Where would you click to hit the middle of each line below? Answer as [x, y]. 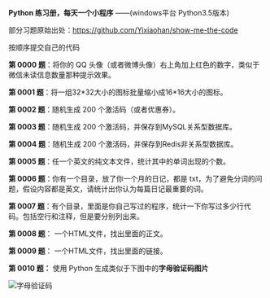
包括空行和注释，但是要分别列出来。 [83, 216]
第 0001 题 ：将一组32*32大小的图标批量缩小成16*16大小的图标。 [118, 92]
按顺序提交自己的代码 [44, 47]
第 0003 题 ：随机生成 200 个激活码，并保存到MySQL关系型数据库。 [123, 127]
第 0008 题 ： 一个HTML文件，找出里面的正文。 [88, 234]
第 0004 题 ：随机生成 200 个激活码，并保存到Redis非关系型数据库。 [123, 144]
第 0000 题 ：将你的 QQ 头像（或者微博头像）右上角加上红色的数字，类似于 [134, 65]
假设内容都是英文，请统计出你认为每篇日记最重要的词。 [115, 189]
